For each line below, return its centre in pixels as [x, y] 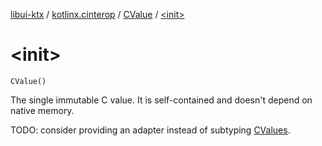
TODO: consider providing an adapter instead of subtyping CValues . [150, 130]
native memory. [42, 110]
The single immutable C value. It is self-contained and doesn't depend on [161, 100]
